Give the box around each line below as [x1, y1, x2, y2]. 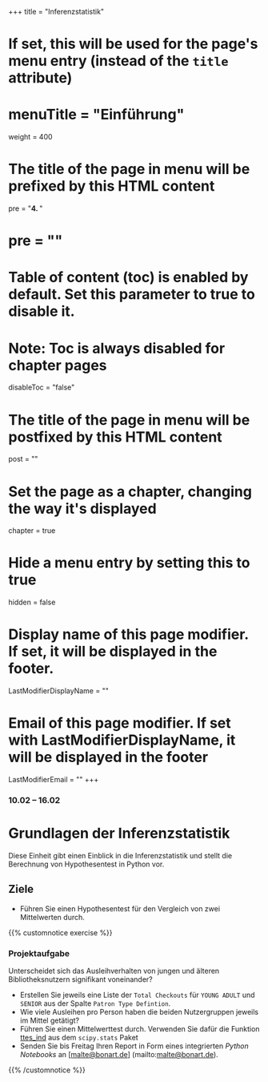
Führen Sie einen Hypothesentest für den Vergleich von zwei [19, 903, 221, 913]
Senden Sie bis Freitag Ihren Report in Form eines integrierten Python [19, 1041, 250, 1051]
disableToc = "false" [8, 382, 75, 392]
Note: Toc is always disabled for [8, 339, 226, 357]
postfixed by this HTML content [8, 428, 222, 446]
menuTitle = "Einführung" [8, 106, 185, 123]
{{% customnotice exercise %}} [8, 927, 114, 937]
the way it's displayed [8, 499, 158, 518]
